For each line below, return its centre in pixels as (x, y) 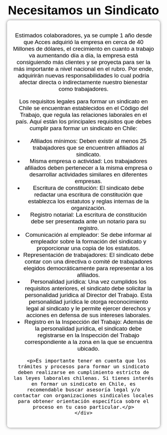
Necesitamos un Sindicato (83, 10)
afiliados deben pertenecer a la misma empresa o (88, 168)
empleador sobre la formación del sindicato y (88, 241)
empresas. (88, 181)
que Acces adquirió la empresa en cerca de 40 (83, 42)
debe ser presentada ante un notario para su (88, 221)
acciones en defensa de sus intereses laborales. (88, 315)
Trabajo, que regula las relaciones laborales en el (83, 115)
